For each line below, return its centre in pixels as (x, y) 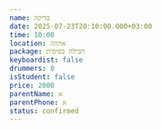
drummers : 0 (32, 69)
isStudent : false (42, 77)
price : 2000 (32, 85)
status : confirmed (44, 111)
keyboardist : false (46, 60)
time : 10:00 (32, 35)
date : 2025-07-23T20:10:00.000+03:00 (81, 26)
